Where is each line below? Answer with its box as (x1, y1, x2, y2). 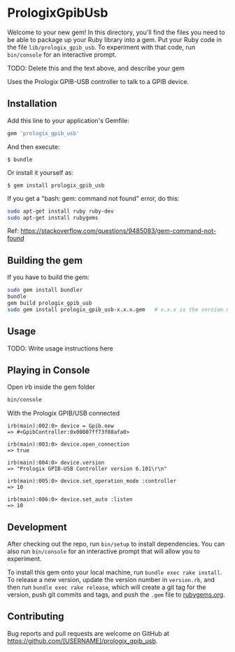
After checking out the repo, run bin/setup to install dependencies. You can (7, 540, 225, 548)
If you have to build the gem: (7, 273, 90, 281)
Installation (7, 98, 57, 110)
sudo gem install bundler (7, 287, 83, 294)
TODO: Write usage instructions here (7, 344, 113, 353)
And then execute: (7, 142, 60, 151)
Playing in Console (7, 364, 90, 376)
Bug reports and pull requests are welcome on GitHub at (7, 629, 170, 637)
